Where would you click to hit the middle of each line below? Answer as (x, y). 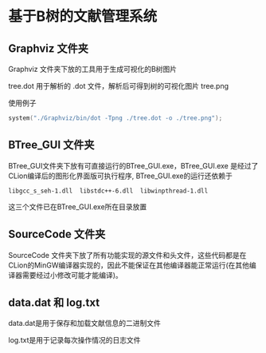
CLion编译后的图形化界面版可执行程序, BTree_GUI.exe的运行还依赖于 (120, 176)
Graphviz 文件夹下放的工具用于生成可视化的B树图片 (93, 69)
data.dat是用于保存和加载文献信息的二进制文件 (84, 323)
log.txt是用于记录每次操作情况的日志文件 (74, 340)
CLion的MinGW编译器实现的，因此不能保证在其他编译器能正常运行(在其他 (129, 265)
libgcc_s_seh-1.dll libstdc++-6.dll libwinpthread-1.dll (108, 191)
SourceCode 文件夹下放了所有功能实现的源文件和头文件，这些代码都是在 (127, 255)
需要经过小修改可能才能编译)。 (72, 275)
